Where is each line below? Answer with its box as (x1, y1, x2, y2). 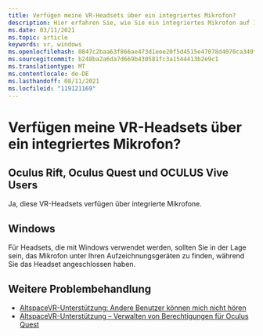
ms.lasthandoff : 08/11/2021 (8, 77, 100, 85)
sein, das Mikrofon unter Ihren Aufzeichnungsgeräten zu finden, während (8, 251, 245, 261)
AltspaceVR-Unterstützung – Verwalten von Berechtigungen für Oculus (19, 312, 249, 320)
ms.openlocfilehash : (8, 48, 76, 56)
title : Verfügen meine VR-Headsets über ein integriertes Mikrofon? (8, 11, 236, 20)
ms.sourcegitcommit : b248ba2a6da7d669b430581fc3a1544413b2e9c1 (8, 56, 219, 64)
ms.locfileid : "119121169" (8, 84, 96, 93)
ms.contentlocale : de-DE (8, 70, 89, 78)
